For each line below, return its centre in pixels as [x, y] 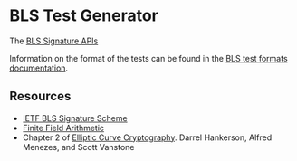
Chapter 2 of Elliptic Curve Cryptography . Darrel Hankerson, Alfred [147, 137]
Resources [40, 96]
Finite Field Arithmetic [63, 128]
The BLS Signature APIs [54, 41]
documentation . [39, 68]
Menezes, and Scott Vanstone [78, 147]
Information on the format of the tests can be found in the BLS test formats [148, 58]
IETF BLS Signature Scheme [75, 118]
